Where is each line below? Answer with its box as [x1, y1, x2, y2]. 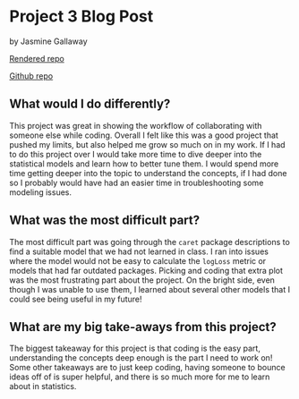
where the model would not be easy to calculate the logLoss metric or [9, 255, 267, 266]
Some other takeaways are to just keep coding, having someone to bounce [9, 362, 286, 373]
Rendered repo [9, 53, 64, 64]
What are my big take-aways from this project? [9, 319, 278, 335]
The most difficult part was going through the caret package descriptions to [9, 236, 291, 247]
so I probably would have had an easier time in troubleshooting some [9, 177, 264, 188]
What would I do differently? [9, 97, 171, 112]
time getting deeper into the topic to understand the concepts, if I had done [9, 167, 287, 178]
